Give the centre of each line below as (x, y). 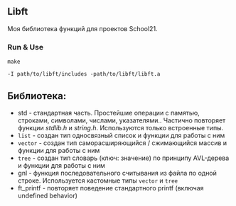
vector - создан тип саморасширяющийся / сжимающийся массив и (122, 143)
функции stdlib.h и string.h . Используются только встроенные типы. (120, 127)
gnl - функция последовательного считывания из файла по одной (117, 173)
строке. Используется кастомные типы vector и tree (98, 181)
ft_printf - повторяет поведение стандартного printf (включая (111, 188)
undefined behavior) (48, 195)
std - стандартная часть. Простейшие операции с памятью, (109, 113)
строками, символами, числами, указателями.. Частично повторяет (122, 120)
